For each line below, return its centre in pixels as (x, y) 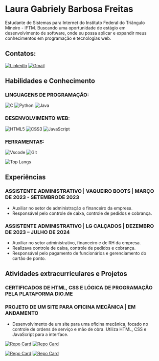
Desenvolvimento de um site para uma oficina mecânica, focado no (80, 324)
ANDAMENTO (22, 313)
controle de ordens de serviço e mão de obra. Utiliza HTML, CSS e (79, 329)
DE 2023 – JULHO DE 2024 (37, 232)
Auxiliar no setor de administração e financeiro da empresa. (72, 208)
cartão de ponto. (29, 258)
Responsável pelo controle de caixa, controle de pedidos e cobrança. (82, 213)
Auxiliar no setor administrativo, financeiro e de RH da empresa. (76, 243)
